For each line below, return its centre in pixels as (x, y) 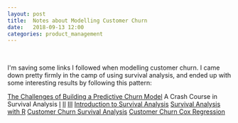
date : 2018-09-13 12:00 (45, 27)
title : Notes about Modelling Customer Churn (77, 21)
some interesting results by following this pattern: (80, 83)
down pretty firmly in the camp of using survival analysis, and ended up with (119, 75)
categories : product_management (55, 34)
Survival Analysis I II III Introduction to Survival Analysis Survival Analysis (114, 105)
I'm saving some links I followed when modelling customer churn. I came (114, 68)
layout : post (27, 14)
